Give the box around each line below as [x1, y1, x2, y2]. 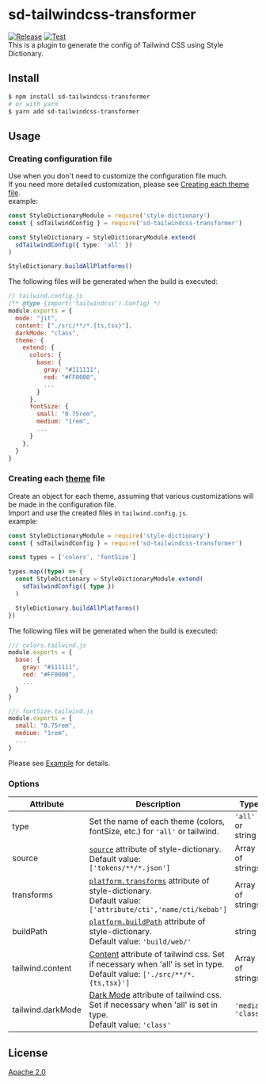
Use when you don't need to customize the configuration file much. [8, 171, 228, 181]
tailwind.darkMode [12, 1005, 82, 1016]
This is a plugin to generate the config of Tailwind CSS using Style [8, 40, 224, 49]
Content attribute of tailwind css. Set [89, 949, 225, 960]
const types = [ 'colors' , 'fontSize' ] [8, 553, 136, 561]
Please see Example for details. [8, 758, 111, 768]
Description [135, 799, 180, 810]
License [8, 1046, 48, 1059]
